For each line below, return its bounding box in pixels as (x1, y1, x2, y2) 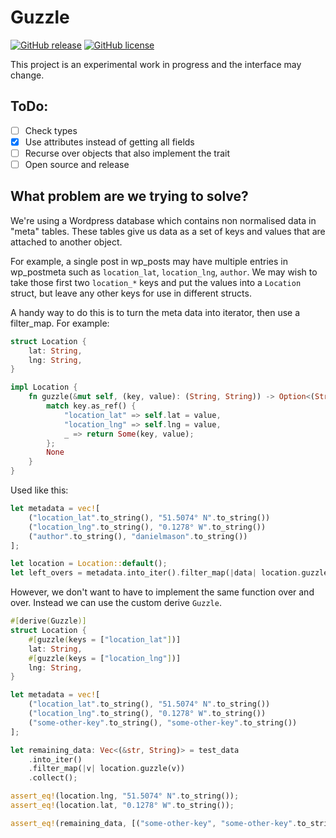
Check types (24, 124, 78, 136)
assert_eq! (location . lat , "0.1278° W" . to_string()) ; (10, 801, 235, 811)
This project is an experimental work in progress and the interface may (10, 58, 302, 70)
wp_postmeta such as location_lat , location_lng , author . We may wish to (10, 266, 318, 278)
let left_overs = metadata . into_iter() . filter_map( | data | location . (10, 568, 302, 578)
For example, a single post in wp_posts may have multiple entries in (10, 255, 288, 267)
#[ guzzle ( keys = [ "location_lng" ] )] (28, 653, 182, 663)
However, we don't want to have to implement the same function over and (10, 586, 315, 598)
